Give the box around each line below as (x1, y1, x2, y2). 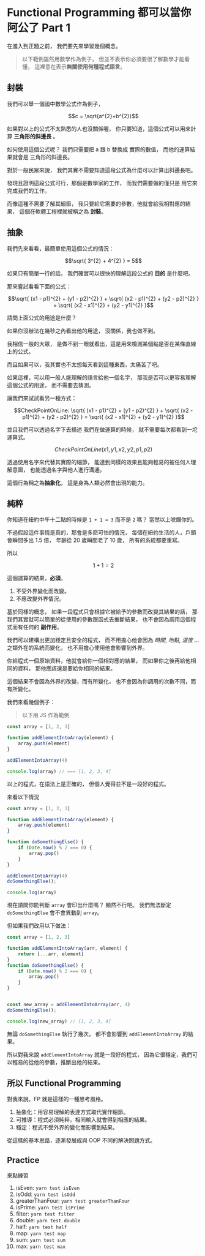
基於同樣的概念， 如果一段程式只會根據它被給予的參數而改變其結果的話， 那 (7, 608, 198, 615)
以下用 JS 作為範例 (21, 712, 70, 719)
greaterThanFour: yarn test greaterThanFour (15, 1197, 130, 1205)
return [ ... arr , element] (18, 950, 84, 957)
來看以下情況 (7, 793, 39, 800)
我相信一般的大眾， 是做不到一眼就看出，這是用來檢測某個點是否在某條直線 (7, 340, 196, 347)
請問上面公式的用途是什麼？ (7, 314, 77, 322)
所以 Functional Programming (7, 1078, 121, 1089)
